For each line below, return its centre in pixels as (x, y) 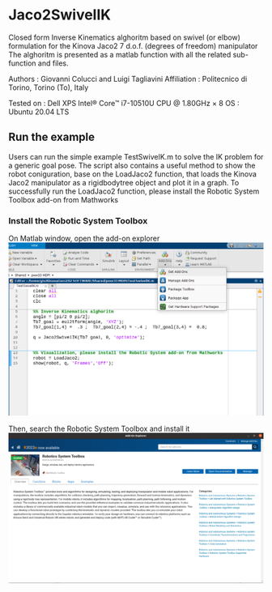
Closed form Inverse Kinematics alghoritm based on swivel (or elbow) (125, 37)
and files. (53, 63)
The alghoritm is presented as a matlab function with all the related (120, 54)
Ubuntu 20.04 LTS (39, 112)
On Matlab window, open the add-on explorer (84, 239)
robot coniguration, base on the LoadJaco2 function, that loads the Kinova (133, 174)
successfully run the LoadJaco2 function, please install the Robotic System (134, 191)
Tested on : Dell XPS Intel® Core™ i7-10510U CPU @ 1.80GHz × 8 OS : (124, 103)
